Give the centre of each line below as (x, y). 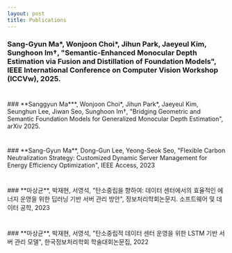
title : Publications (37, 20)
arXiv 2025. (24, 126)
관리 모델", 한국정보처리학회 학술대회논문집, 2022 (82, 242)
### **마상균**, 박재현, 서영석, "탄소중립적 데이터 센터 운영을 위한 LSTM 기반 (113, 234)
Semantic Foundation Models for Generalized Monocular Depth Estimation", (115, 119)
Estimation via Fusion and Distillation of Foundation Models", (112, 62)
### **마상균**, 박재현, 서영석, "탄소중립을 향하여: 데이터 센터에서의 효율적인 (112, 190)
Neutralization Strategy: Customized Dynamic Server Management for (107, 157)
